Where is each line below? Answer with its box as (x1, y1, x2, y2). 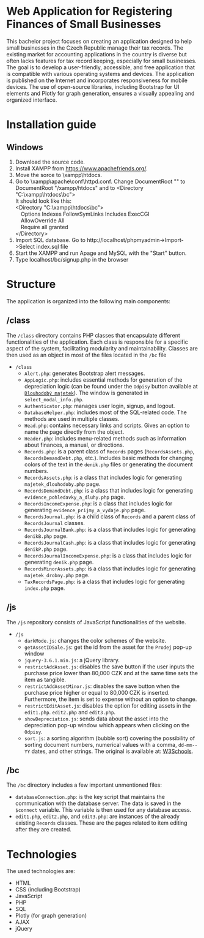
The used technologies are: (6, 868, 75, 875)
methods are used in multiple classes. (24, 415, 120, 422)
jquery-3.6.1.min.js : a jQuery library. (24, 656, 120, 664)
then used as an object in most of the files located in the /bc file (6, 351, 167, 358)
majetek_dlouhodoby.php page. (24, 480, 101, 488)
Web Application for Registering (6, 4, 173, 18)
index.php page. (24, 584, 65, 592)
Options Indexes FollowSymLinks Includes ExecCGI (20, 210, 150, 217)
